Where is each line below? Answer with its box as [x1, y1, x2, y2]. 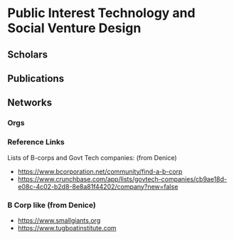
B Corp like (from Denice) [7, 200, 96, 210]
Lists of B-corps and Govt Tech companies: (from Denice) [7, 153, 177, 161]
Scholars [7, 48, 48, 60]
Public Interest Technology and [7, 5, 196, 21]
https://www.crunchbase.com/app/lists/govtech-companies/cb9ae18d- [17, 174, 228, 183]
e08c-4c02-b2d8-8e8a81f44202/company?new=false [17, 182, 179, 191]
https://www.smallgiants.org [17, 216, 101, 225]
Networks [7, 97, 52, 109]
